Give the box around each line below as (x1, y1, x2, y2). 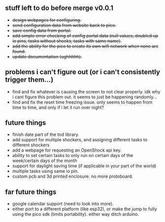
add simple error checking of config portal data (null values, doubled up (12, 32, 159, 38)
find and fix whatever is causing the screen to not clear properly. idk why (12, 89, 161, 95)
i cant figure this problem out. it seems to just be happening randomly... (12, 94, 158, 100)
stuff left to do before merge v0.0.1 (5, 4, 113, 12)
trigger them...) (5, 76, 54, 84)
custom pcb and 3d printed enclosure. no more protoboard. (12, 173, 133, 179)
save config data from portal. (12, 27, 71, 33)
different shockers (12, 142, 50, 148)
